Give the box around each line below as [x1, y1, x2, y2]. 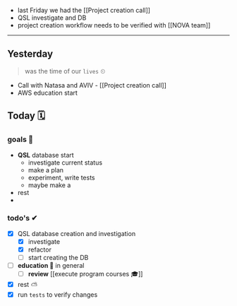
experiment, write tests [28, 173, 95, 182]
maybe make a [28, 180, 71, 189]
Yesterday [7, 48, 54, 60]
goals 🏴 [7, 134, 34, 144]
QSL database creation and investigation [17, 229, 136, 237]
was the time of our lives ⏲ [24, 66, 106, 75]
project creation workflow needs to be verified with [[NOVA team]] [17, 21, 211, 29]
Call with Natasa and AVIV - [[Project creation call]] [17, 81, 167, 89]
